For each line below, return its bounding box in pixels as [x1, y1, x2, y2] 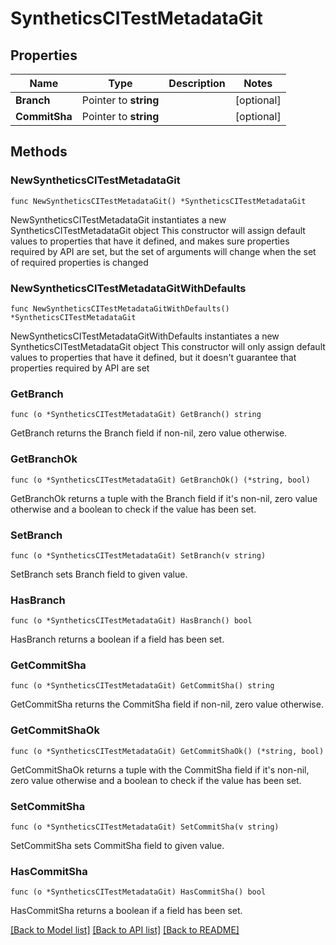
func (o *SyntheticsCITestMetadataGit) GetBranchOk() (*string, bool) [10, 475, 311, 485]
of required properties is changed [10, 256, 149, 268]
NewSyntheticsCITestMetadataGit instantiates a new [10, 213, 227, 226]
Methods [10, 143, 68, 161]
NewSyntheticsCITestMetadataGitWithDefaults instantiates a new [10, 330, 280, 342]
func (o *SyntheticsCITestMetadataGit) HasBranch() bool [10, 616, 253, 626]
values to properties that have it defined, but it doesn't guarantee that [10, 351, 297, 363]
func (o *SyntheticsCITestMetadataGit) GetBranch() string [10, 410, 262, 420]
